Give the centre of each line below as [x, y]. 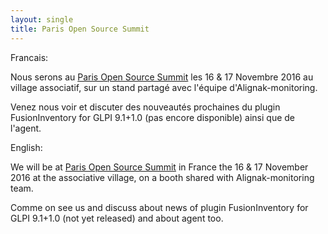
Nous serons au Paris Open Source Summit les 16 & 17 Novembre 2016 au [162, 77]
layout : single [42, 19]
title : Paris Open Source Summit [80, 29]
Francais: [29, 57]
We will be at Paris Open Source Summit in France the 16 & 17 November [159, 167]
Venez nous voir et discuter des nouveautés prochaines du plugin [145, 107]
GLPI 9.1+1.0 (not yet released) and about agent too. [117, 218]
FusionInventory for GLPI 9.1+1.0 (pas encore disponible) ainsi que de [153, 117]
